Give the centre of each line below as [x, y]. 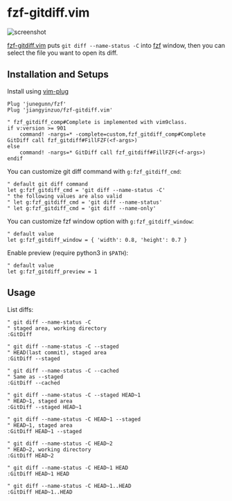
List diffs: [20, 309]
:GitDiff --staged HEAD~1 [44, 407]
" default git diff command [48, 184]
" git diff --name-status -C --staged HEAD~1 [74, 395]
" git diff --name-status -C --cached [63, 371]
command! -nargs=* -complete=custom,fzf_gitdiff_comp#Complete [113, 134]
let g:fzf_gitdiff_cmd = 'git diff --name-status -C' [87, 190]
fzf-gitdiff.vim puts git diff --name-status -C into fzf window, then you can [116, 45]
